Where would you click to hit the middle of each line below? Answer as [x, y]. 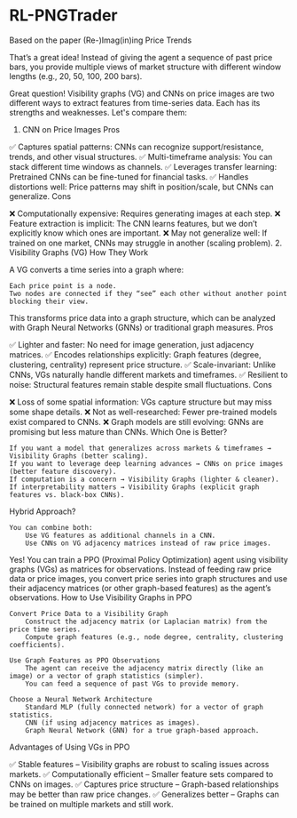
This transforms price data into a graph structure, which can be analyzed [143, 317]
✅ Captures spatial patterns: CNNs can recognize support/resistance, [137, 147]
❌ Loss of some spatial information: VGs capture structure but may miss [141, 402]
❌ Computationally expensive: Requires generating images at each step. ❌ [145, 213]
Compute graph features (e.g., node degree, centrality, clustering [154, 637]
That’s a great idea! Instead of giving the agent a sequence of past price [141, 57]
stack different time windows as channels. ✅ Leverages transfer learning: [143, 166]
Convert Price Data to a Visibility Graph [89, 613]
